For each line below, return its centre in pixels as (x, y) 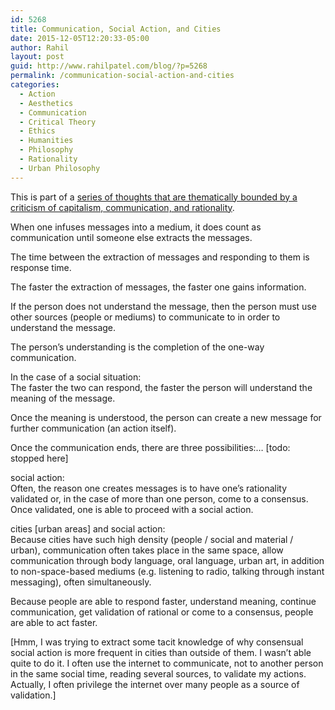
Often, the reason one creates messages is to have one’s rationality (149, 488)
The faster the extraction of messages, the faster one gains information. (158, 287)
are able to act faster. (54, 622)
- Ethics (37, 131)
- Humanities (46, 141)
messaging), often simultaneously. (81, 582)
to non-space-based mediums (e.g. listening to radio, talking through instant (167, 571)
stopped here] (39, 458)
